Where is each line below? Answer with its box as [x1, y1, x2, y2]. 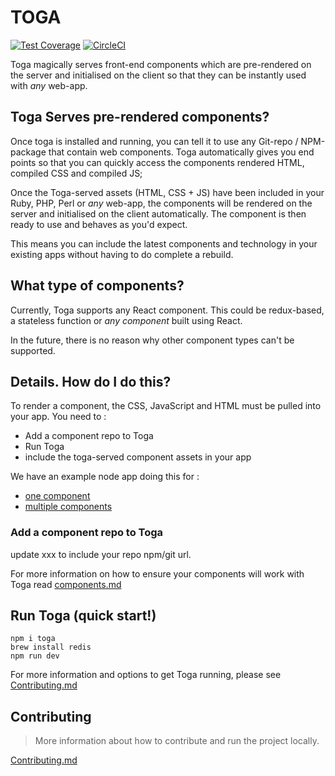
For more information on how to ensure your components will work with [10, 567, 305, 580]
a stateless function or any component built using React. [10, 314, 243, 326]
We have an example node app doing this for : [10, 471, 200, 483]
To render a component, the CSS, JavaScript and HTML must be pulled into [10, 400, 322, 412]
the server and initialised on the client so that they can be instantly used [10, 69, 307, 81]
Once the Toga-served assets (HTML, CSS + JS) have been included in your [10, 186, 325, 198]
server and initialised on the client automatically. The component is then [10, 207, 307, 220]
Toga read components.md [10, 578, 122, 590]
